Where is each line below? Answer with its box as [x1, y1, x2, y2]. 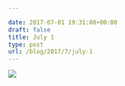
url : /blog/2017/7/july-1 [8, 48, 93, 56]
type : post [8, 40, 44, 48]
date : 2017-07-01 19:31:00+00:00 [8, 18, 118, 26]
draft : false [8, 25, 51, 34]
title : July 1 [8, 33, 55, 41]
